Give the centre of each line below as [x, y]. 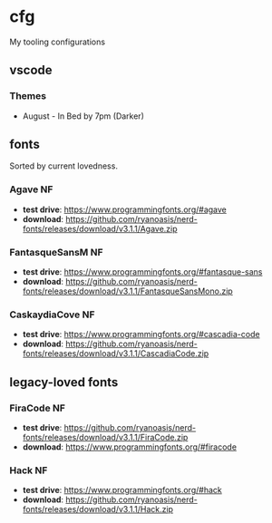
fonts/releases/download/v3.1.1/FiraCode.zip [105, 438]
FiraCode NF [38, 408]
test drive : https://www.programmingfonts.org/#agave [124, 209]
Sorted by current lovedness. [63, 166]
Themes [28, 96]
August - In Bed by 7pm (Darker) [83, 116]
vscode [31, 70]
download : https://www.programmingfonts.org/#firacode [130, 447]
